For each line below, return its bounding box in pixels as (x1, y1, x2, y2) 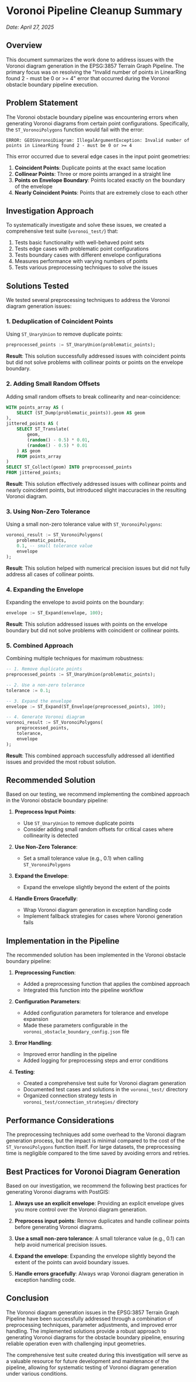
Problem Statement (6, 98, 78, 108)
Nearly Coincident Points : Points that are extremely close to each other (14, 189, 188, 196)
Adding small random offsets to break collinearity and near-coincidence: (6, 393, 181, 400)
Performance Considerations (6, 1115, 114, 1125)
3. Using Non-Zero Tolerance (6, 507, 91, 515)
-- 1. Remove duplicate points (6, 666, 82, 672)
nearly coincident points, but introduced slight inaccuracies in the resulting (6, 486, 187, 493)
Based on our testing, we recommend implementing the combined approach (6, 791, 190, 798)
